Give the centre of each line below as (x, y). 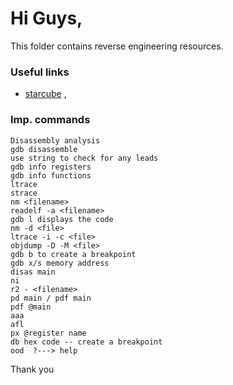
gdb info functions (51, 175)
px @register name (48, 333)
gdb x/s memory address (60, 263)
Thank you (32, 369)
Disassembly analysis (55, 140)
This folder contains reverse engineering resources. (117, 46)
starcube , (45, 94)
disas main (33, 272)
